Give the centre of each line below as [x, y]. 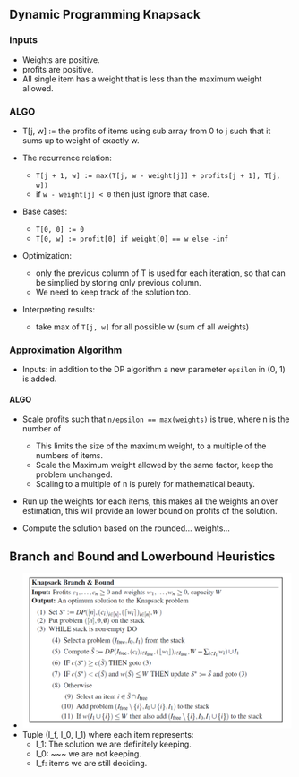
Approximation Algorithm [66, 350]
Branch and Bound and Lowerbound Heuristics [142, 556]
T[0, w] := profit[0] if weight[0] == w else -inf [132, 239]
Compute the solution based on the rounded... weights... [126, 528]
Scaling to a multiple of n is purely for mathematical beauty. [145, 484]
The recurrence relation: [67, 158]
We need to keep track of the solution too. [113, 292]
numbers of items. [69, 456]
